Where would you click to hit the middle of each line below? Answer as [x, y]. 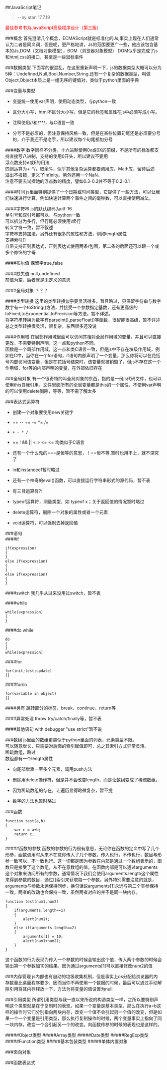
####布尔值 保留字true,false [34, 263]
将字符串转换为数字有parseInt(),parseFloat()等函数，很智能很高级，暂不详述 [83, 320]
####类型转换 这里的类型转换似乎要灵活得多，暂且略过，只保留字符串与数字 [83, 301]
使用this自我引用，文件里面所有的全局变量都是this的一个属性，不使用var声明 [83, 385]
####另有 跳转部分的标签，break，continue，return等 [61, 708]
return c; [24, 834]
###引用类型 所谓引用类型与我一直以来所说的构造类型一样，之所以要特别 [80, 1000]
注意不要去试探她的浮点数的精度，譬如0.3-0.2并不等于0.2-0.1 [68, 181]
